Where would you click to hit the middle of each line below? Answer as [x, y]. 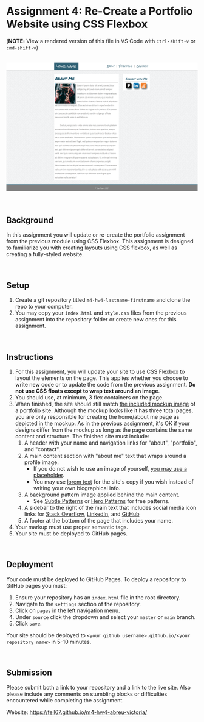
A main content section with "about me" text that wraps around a [105, 456]
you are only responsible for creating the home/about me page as [97, 417]
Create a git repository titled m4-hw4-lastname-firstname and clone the [103, 300]
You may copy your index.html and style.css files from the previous [101, 313]
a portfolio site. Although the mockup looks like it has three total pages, [104, 410]
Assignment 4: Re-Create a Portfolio [100, 11]
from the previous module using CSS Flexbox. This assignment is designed [100, 241]
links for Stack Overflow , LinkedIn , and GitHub [82, 514]
